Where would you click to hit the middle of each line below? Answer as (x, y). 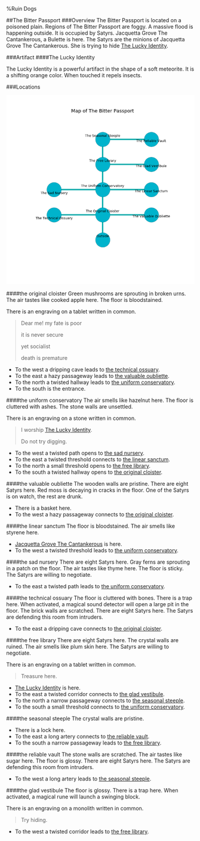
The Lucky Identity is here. (47, 688)
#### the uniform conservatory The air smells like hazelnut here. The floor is (100, 400)
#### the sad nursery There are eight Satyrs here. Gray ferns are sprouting (98, 562)
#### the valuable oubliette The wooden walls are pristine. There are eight (97, 484)
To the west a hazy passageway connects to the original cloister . (94, 514)
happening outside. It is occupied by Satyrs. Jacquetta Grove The (87, 33)
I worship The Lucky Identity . (56, 430)
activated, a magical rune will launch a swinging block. (73, 797)
